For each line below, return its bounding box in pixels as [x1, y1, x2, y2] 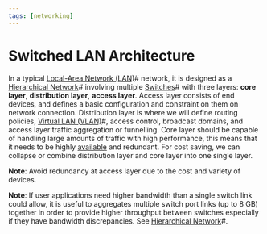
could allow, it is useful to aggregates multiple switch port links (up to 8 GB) [8, 198, 259, 208]
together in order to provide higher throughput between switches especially [8, 207, 259, 217]
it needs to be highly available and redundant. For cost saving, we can [8, 142, 240, 152]
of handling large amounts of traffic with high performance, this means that [8, 133, 257, 143]
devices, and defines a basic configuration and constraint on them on [8, 98, 239, 109]
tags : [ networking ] [8, 11, 74, 20]
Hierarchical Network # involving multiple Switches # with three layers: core [8, 81, 257, 91]
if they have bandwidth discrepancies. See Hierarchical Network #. [8, 215, 228, 226]
